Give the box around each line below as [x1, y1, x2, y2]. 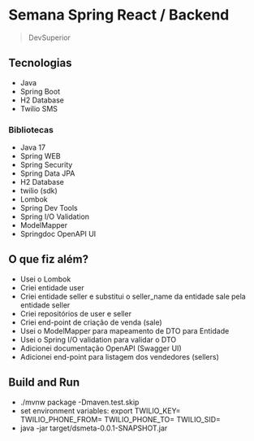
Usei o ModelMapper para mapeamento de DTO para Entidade [19, 325, 230, 335]
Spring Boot [19, 86, 61, 96]
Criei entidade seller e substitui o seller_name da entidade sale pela [19, 291, 246, 301]
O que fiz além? [8, 252, 89, 266]
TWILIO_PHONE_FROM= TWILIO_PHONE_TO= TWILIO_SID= [19, 414, 222, 424]
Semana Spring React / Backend [8, 6, 230, 24]
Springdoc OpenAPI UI [19, 229, 97, 239]
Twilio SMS [19, 103, 58, 113]
